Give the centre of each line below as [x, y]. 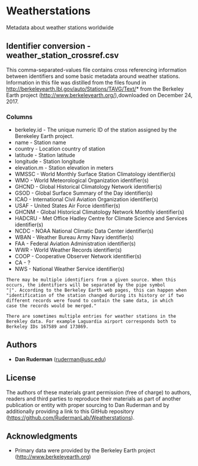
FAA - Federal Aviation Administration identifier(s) [75, 244]
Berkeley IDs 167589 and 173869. [47, 327]
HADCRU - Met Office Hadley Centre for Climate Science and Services [101, 218]
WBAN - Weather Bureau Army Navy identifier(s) [74, 237]
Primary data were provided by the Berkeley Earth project [85, 451]
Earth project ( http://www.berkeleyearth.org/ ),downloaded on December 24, [99, 95]
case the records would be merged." [51, 306]
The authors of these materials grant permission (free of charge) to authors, [99, 392]
